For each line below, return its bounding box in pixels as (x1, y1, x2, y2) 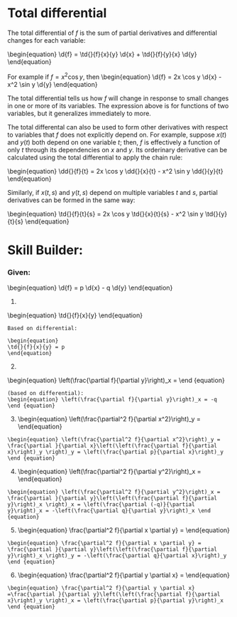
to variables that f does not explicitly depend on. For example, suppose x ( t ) (7, 130, 227, 139)
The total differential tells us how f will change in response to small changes (7, 94, 229, 102)
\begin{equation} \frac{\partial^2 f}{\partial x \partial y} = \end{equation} (17, 526, 231, 534)
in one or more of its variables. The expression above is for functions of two (7, 101, 229, 110)
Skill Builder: (7, 242, 84, 258)
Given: (7, 267, 31, 277)
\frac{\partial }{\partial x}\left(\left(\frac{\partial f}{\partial (7, 443, 218, 450)
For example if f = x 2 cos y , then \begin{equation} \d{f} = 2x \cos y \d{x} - (7, 71, 222, 81)
